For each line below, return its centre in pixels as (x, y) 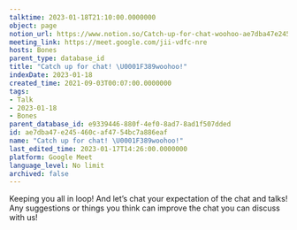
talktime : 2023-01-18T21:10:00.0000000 (83, 17)
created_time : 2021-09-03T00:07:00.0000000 (91, 83)
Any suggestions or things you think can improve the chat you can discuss (145, 208)
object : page (33, 26)
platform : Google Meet (51, 157)
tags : (19, 91)
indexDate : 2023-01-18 (51, 75)
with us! (23, 218)
